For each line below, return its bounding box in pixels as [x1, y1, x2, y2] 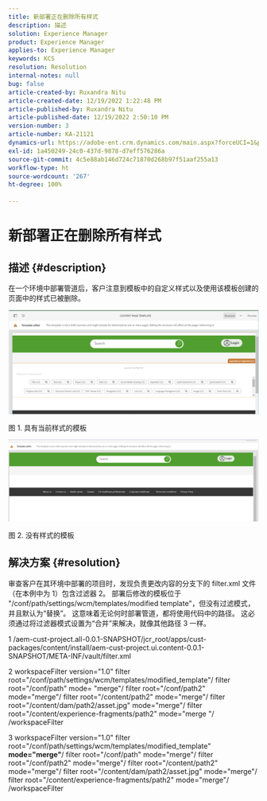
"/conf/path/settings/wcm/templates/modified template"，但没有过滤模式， [8, 598, 255, 608]
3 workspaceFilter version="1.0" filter [8, 733, 131, 742]
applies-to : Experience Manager [8, 46, 115, 55]
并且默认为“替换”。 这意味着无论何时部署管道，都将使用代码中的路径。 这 [8, 609, 249, 618]
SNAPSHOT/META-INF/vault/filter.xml [8, 651, 131, 660]
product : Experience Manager [8, 38, 105, 46]
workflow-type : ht [8, 164, 69, 172]
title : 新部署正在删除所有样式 [8, 13, 99, 21]
